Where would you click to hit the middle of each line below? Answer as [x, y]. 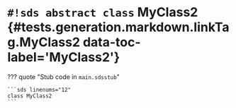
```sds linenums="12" [39, 90]
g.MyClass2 [44, 42]
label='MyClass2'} [64, 58]
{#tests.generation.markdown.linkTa [118, 27]
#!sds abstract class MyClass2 [103, 12]
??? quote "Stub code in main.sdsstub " [64, 77]
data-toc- [112, 42]
